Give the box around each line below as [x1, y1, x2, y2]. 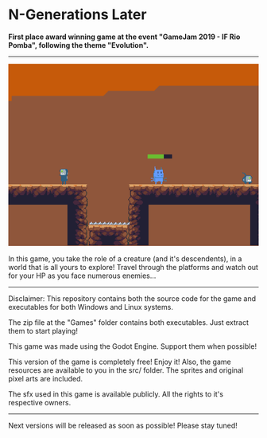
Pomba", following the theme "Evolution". [8, 40, 149, 49]
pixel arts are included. [8, 373, 83, 383]
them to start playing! [8, 326, 78, 335]
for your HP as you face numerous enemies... [8, 271, 157, 280]
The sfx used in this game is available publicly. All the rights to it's [8, 389, 224, 399]
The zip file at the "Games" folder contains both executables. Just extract [8, 317, 249, 327]
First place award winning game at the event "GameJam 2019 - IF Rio [8, 32, 241, 41]
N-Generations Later [8, 6, 147, 24]
